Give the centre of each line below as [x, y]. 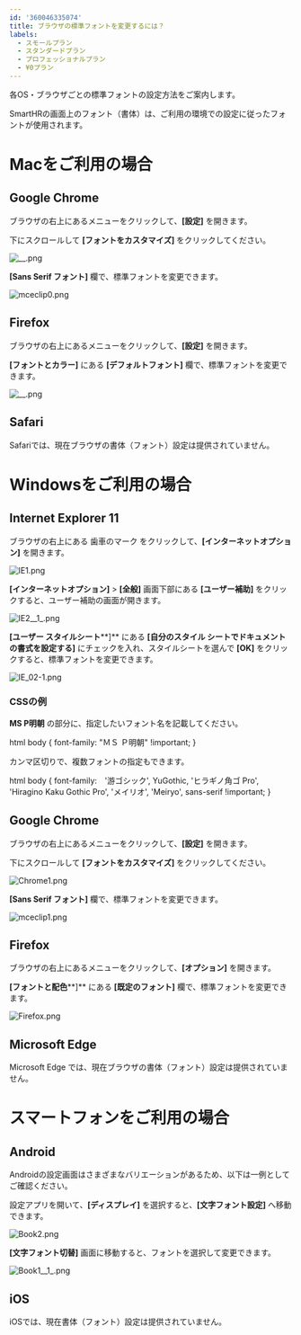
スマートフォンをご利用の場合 [120, 1118]
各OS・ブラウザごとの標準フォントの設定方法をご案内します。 [125, 94]
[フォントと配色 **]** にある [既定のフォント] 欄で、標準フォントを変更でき [148, 987]
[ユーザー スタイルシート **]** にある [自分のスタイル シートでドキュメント [147, 636]
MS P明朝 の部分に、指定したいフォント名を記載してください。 [126, 723]
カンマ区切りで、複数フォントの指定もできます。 [99, 761]
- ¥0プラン [35, 68]
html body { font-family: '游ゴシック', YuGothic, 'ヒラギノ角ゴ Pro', [134, 780]
